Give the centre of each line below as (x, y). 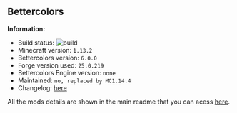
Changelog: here (42, 87)
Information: (26, 28)
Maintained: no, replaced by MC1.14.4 (74, 80)
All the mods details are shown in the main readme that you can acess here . (119, 102)
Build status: (36, 43)
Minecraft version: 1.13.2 (55, 50)
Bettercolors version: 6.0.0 (57, 58)
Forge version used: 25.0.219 (61, 65)
